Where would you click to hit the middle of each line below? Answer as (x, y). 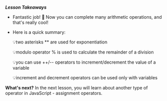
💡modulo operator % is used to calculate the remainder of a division (83, 52)
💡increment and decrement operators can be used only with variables (85, 78)
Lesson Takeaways (26, 7)
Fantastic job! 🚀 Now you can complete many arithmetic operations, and (87, 17)
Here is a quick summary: (39, 32)
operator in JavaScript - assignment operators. (54, 93)
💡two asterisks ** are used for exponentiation (60, 42)
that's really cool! (30, 22)
